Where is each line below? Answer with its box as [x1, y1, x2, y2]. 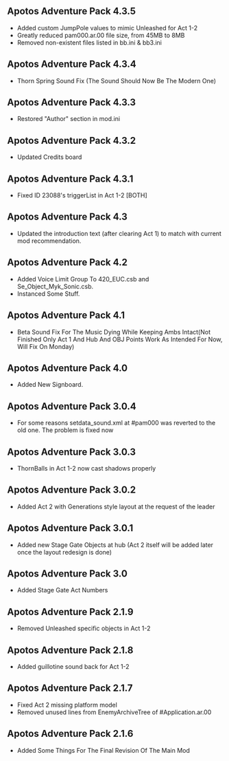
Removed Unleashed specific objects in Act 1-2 [16, 624, 151, 632]
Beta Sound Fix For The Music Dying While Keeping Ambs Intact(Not [16, 328, 211, 336]
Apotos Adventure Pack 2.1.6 [7, 728, 134, 740]
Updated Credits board [16, 153, 82, 161]
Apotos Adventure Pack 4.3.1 [7, 173, 134, 184]
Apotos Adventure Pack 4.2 [7, 257, 128, 268]
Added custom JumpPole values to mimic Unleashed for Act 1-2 [16, 23, 198, 32]
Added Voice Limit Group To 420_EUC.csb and [16, 275, 149, 283]
